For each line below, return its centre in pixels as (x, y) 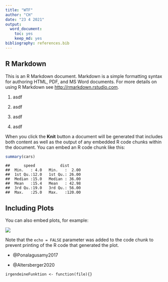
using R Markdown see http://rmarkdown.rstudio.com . (62, 87)
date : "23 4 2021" (25, 19)
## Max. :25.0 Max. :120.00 (43, 193)
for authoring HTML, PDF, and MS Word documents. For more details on (81, 82)
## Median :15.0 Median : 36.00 (43, 179)
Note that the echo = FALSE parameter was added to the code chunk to (79, 240)
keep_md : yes (28, 39)
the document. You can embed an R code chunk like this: (65, 147)
